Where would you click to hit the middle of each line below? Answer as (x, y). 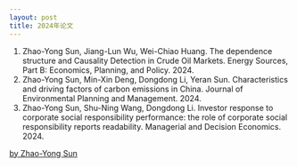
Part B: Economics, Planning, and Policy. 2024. (108, 70)
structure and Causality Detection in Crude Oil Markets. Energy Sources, (155, 60)
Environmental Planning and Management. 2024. (112, 98)
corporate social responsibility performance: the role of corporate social (155, 117)
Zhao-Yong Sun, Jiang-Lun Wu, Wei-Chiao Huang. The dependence (147, 51)
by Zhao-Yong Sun (43, 153)
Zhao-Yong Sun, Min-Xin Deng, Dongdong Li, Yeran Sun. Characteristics (155, 79)
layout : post (33, 17)
